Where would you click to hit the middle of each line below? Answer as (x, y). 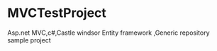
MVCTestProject (57, 13)
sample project (29, 40)
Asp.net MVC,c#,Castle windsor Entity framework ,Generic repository (109, 33)
